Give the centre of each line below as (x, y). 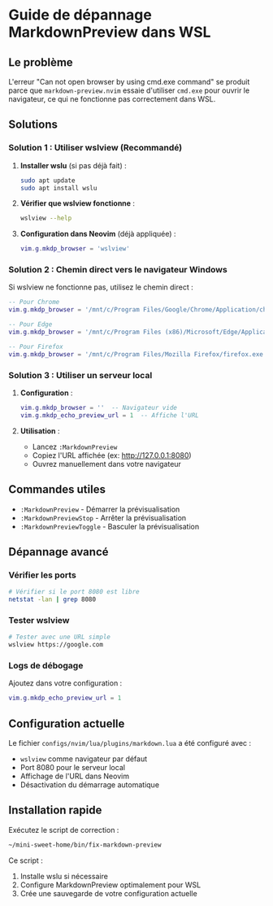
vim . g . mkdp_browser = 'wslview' (75, 249)
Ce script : (26, 860)
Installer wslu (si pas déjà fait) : (74, 165)
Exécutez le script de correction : (64, 830)
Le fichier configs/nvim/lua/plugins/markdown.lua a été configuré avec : (130, 743)
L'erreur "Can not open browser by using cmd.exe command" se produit (129, 82)
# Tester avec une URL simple (60, 637)
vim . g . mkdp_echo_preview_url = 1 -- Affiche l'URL (109, 415)
